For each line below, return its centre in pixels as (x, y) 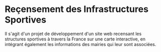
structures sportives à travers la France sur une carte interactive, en (75, 39)
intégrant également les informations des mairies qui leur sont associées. (80, 44)
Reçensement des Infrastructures (77, 9)
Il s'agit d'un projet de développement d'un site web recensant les (73, 33)
